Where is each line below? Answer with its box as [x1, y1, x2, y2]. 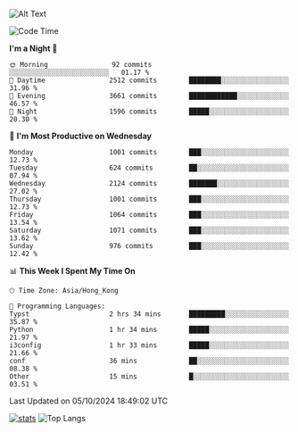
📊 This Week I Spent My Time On [9, 266, 136, 276]
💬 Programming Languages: [9, 302, 105, 311]
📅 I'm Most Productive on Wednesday [9, 130, 152, 141]
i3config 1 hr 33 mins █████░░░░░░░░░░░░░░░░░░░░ [9, 341, 290, 350]
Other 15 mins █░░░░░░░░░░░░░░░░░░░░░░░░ [9, 372, 290, 381]
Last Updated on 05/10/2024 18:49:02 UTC [9, 395, 168, 406]
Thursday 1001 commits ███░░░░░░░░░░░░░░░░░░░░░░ [9, 195, 290, 204]
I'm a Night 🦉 [9, 43, 58, 54]
